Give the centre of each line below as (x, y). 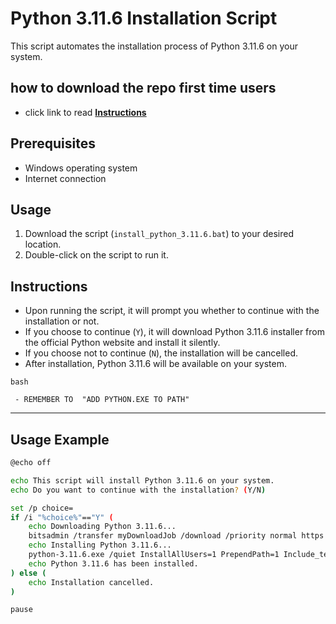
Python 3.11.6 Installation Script (144, 18)
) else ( (28, 573)
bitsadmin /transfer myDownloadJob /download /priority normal (163, 536)
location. (43, 244)
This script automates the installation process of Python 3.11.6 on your (154, 46)
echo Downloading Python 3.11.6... (102, 527)
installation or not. (62, 321)
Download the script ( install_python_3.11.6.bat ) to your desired (159, 234)
